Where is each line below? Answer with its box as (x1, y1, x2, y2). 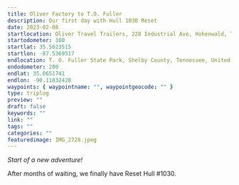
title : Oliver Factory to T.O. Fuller (7, 10, 122, 18)
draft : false (7, 103, 46, 110)
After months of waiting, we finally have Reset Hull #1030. (7, 169, 176, 178)
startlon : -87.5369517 (7, 51, 75, 58)
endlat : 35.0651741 (7, 70, 65, 77)
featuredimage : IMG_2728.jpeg (7, 136, 97, 143)
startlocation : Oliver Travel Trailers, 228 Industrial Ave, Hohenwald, (7, 30, 228, 38)
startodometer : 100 (7, 37, 65, 44)
